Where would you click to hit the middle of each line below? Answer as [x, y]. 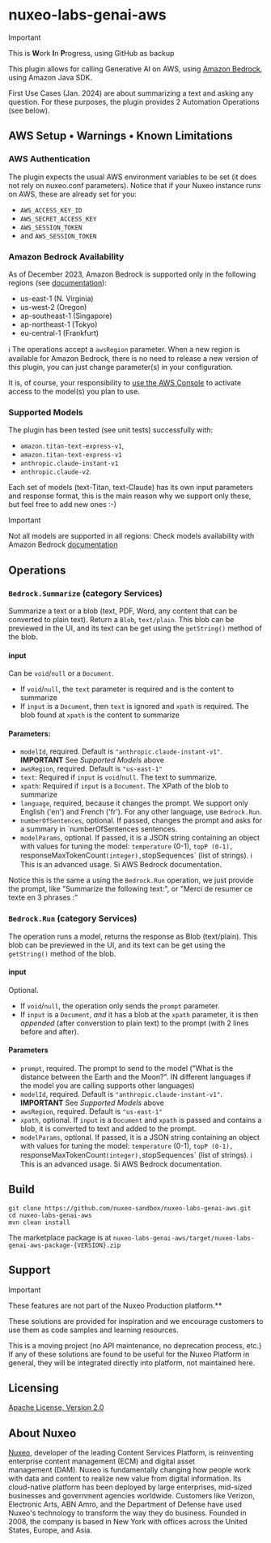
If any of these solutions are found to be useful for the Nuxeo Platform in [129, 1354]
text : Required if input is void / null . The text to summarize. [119, 777]
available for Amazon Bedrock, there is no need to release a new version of [133, 358]
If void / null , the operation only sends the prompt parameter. [120, 1006]
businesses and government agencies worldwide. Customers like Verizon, [131, 1496]
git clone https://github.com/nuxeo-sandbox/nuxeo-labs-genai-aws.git [130, 1208]
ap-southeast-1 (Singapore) [66, 316]
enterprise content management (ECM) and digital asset [102, 1461]
